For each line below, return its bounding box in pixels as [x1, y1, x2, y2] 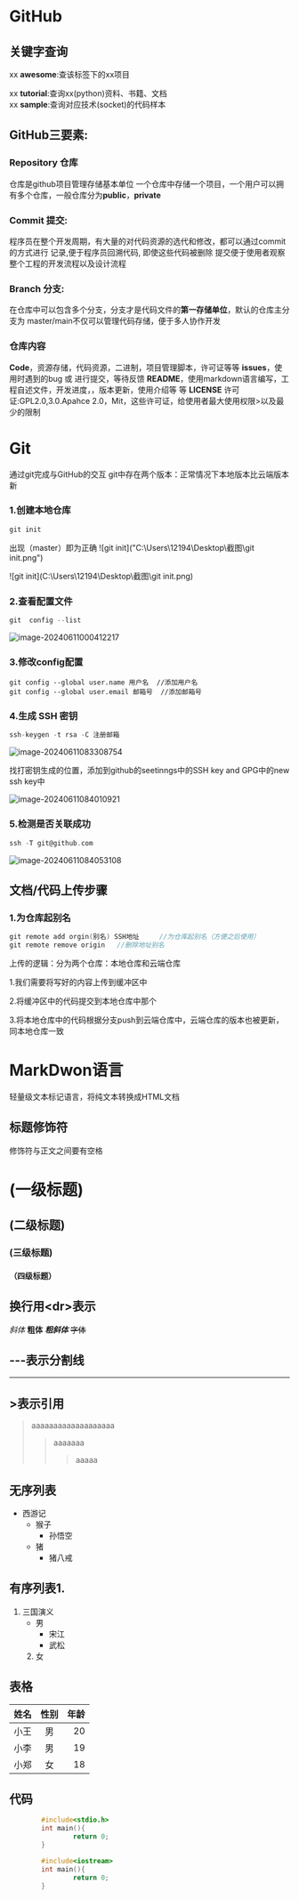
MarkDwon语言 [9, 1061, 124, 1080]
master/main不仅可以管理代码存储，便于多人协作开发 [26, 316, 221, 327]
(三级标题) [9, 1247, 53, 1259]
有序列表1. [9, 1581, 66, 1596]
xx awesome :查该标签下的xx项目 [9, 69, 131, 79]
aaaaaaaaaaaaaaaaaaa [30, 1420, 116, 1431]
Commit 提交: [9, 214, 69, 226]
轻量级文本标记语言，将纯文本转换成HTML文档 [9, 1091, 181, 1102]
